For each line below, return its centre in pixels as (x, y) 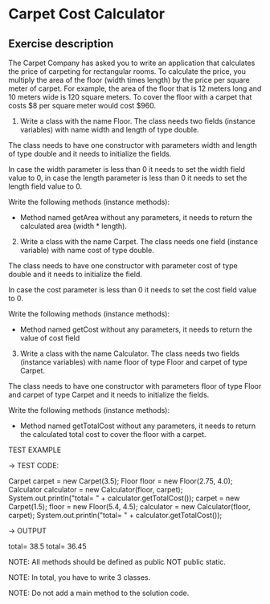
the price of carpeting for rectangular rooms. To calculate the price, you (127, 71)
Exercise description (61, 44)
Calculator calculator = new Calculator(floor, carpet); (96, 490)
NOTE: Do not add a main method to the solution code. (99, 593)
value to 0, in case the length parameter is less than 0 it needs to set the (128, 178)
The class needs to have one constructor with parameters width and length (133, 145)
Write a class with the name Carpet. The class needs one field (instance (139, 241)
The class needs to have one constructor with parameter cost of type (123, 265)
